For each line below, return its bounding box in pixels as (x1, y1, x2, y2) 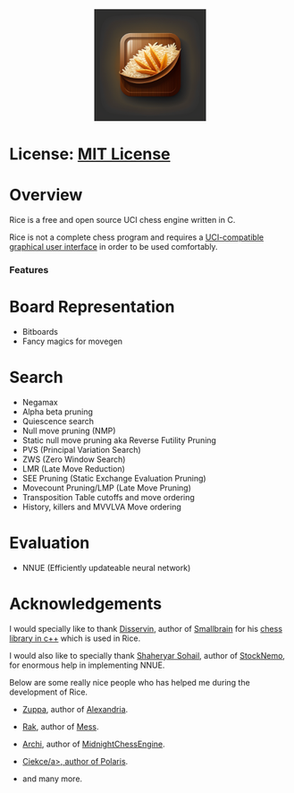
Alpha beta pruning (21, 406, 94, 417)
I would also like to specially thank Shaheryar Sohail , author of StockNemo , (9, 650, 286, 661)
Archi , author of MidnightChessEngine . (21, 738, 165, 749)
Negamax (21, 396, 58, 407)
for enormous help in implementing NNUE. (9, 660, 165, 670)
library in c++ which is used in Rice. (9, 633, 141, 644)
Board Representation (9, 297, 175, 317)
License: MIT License (9, 144, 171, 165)
